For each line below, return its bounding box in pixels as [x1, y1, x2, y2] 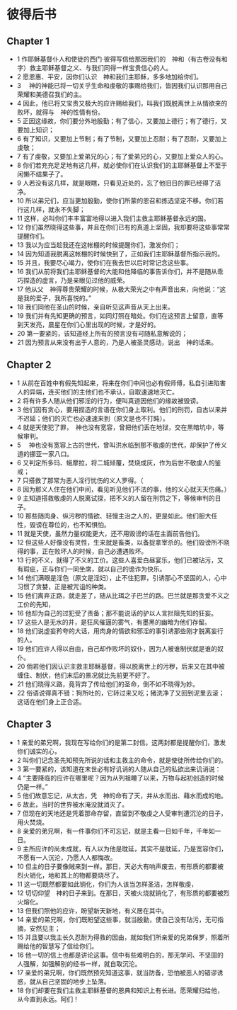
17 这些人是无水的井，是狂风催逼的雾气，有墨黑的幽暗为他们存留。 [16, 618, 212, 626]
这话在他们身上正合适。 [16, 697, 86, 705]
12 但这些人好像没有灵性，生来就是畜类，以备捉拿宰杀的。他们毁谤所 [16, 538, 217, 546]
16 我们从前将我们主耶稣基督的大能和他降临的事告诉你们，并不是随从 [16, 267, 218, 276]
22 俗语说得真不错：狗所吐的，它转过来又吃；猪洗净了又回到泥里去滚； [16, 688, 225, 697]
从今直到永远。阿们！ [16, 994, 79, 1003]
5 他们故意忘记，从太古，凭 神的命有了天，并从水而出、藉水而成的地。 [16, 791, 228, 800]
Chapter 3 [6, 718, 52, 730]
